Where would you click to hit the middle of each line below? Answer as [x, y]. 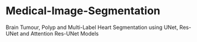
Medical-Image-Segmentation [83, 11]
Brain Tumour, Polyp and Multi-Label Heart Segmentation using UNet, [92, 27]
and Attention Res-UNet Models [59, 33]
